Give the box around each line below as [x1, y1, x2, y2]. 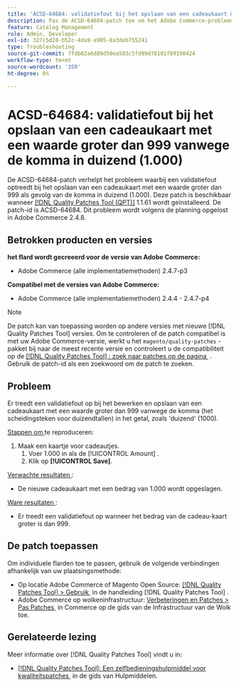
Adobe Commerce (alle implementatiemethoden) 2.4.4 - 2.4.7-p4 [17, 294, 210, 303]
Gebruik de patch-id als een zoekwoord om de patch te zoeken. [7, 360, 194, 368]
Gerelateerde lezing [7, 631, 97, 644]
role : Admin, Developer [7, 30, 78, 38]
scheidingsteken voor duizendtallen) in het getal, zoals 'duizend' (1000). [7, 414, 219, 423]
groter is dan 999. [17, 520, 70, 528]
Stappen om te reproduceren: [7, 428, 94, 437]
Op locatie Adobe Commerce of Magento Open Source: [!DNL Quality [17, 580, 222, 589]
